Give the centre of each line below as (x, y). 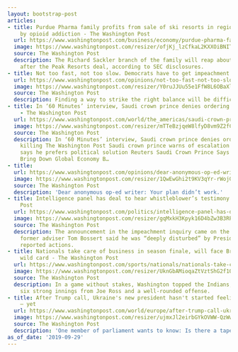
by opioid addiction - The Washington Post (85, 34)
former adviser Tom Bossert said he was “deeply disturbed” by (115, 238)
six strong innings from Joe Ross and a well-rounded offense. (115, 291)
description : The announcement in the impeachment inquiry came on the (122, 231)
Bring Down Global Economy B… (65, 159)
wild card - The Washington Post (69, 258)
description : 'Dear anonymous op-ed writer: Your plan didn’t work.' (118, 192)
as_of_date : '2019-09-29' (45, 337)
